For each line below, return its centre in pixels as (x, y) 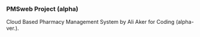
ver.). (13, 28)
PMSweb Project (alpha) (42, 9)
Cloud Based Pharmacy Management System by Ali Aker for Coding (90, 22)
